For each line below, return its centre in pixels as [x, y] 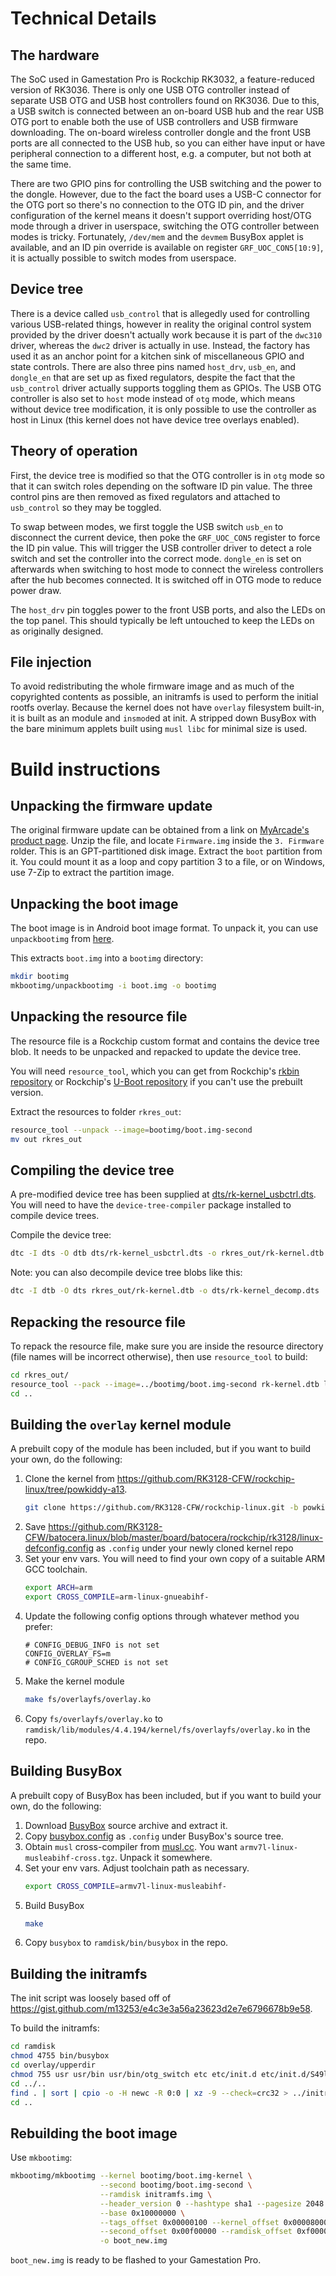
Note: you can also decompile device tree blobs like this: [126, 1273]
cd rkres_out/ [40, 1375]
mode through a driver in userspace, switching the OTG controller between [165, 226]
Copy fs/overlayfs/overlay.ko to [93, 1718]
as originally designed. [57, 631]
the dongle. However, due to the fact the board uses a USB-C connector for [166, 194]
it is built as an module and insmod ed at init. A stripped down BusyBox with [163, 718]
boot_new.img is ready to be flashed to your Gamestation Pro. [136, 2260]
